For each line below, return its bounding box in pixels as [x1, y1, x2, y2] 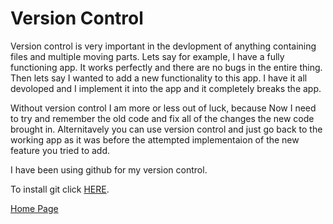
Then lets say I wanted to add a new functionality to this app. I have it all [10, 72, 308, 84]
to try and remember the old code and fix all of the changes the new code [10, 112, 315, 124]
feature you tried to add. [10, 144, 110, 156]
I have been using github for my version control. [10, 163, 208, 176]
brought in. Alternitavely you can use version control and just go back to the [10, 123, 323, 135]
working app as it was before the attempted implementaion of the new [10, 133, 300, 146]
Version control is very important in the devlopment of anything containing [10, 40, 317, 52]
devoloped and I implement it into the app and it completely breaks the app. [10, 82, 322, 94]
